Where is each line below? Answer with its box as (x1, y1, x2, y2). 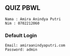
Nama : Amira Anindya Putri (5, 16, 61, 21)
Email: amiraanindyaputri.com (5, 43, 66, 48)
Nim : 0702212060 (5, 21, 40, 26)
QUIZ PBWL (5, 4, 41, 12)
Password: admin (5, 47, 37, 52)
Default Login (5, 32, 37, 39)
